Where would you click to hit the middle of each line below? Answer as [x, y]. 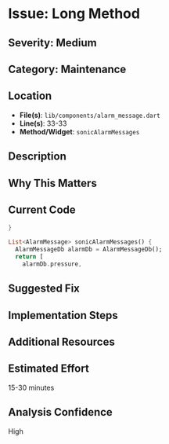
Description [37, 157]
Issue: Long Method [74, 14]
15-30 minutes [31, 387]
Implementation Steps [63, 315]
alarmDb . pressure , [52, 264]
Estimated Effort [49, 369]
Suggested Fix [44, 289]
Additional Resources [61, 341]
